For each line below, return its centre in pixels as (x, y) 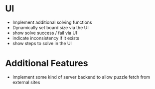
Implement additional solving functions (52, 22)
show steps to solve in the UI (42, 43)
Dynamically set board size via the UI (50, 27)
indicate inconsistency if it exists (46, 38)
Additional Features (47, 64)
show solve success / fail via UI (45, 33)
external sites (26, 82)
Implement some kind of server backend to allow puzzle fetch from (81, 77)
